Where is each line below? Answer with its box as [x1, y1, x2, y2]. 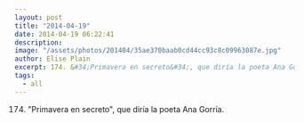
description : [14, 37, 63, 47]
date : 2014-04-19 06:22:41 [14, 29, 115, 38]
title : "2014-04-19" [14, 21, 92, 30]
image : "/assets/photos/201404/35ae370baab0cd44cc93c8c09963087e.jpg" [14, 46, 282, 55]
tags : [14, 71, 35, 80]
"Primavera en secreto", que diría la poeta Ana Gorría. [27, 103, 225, 114]
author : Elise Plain [14, 54, 92, 63]
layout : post [14, 12, 63, 22]
